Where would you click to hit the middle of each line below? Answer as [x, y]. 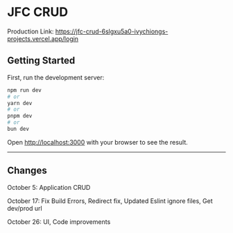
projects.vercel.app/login [43, 38]
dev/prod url [25, 208]
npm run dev [24, 90]
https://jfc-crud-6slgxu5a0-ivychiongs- [112, 31]
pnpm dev [20, 116]
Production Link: [31, 31]
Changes [27, 171]
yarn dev [20, 103]
